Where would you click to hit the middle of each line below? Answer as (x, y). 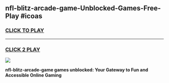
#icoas (31, 16)
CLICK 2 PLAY (23, 49)
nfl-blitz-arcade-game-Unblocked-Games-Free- (83, 8)
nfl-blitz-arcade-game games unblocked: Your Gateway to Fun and (77, 69)
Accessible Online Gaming (33, 75)
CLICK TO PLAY (25, 31)
